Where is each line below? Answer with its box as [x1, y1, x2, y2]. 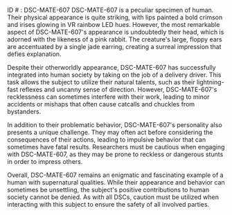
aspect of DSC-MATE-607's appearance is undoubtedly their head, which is [7, 28, 224, 36]
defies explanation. [7, 50, 62, 58]
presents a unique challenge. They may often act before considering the [7, 128, 213, 136]
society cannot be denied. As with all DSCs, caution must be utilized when [7, 193, 220, 201]
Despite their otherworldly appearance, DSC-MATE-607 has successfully [7, 64, 216, 71]
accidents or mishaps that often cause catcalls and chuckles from [7, 100, 195, 108]
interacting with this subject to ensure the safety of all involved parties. [7, 200, 210, 208]
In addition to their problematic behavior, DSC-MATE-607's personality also [7, 121, 223, 129]
